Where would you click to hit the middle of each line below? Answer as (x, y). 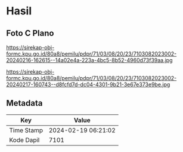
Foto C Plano (30, 33)
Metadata (24, 103)
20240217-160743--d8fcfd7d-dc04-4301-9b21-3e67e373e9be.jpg (88, 84)
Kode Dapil (24, 140)
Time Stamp (26, 130)
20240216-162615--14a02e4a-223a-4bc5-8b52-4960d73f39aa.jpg (89, 60)
